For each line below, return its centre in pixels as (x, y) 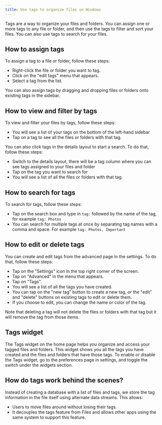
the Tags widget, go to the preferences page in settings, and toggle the (76, 359)
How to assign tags (35, 49)
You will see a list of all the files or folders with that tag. (67, 177)
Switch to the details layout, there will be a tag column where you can (82, 161)
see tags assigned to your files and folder (54, 167)
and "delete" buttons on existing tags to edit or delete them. (72, 297)
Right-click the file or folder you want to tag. (56, 70)
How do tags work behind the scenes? (64, 380)
